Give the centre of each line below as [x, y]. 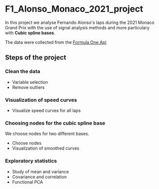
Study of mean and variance [40, 171]
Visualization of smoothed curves [45, 148]
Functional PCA [27, 182]
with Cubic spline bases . [30, 33]
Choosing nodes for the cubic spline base [55, 123]
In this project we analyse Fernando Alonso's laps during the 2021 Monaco [80, 22]
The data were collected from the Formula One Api [56, 42]
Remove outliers [28, 87]
